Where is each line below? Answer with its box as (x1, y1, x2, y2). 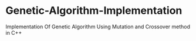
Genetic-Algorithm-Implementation (5, 4, 183, 17)
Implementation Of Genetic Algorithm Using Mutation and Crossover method (5, 23, 191, 30)
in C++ (5, 29, 22, 36)
